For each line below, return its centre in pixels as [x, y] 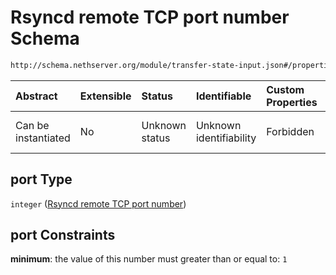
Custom [285, 89]
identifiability [226, 138]
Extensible [105, 96]
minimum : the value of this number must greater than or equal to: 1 [149, 259]
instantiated [43, 138]
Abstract [36, 96]
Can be [32, 125]
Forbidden [290, 131]
